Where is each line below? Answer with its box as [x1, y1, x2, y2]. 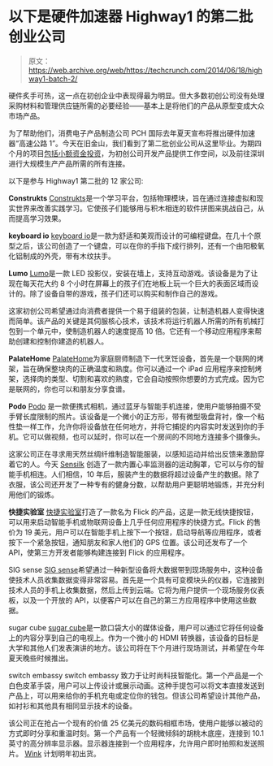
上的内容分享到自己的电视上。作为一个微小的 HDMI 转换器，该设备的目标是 [8, 633, 259, 643]
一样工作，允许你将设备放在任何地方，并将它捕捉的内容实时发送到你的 [22, 422, 258, 431]
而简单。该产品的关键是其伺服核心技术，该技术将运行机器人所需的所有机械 [8, 316, 258, 326]
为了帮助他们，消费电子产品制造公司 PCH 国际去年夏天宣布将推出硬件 [8, 128, 241, 138]
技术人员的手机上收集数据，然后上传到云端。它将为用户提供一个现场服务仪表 [8, 585, 265, 595]
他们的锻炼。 [15, 489, 58, 500]
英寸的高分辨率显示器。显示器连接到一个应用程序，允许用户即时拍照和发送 [8, 738, 258, 748]
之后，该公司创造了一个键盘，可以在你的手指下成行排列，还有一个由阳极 [15, 240, 258, 250]
